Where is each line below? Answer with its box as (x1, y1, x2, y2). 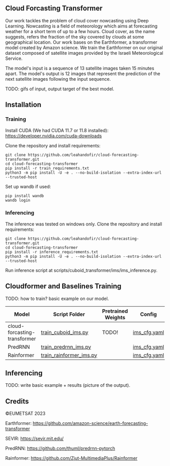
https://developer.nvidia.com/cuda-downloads (5, 132, 102, 139)
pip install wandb (5, 193, 44, 198)
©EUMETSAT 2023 (5, 411, 46, 417)
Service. (5, 55, 23, 61)
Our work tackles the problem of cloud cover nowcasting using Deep (5, 17, 149, 23)
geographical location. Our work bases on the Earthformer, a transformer (5, 39, 158, 45)
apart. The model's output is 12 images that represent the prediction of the (5, 71, 160, 77)
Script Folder (53, 311, 85, 318)
